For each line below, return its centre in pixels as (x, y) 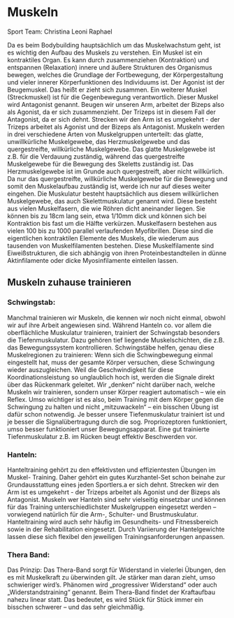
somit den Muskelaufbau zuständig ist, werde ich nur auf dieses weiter (109, 186)
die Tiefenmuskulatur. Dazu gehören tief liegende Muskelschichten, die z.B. (116, 340)
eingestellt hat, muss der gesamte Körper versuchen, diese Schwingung (111, 362)
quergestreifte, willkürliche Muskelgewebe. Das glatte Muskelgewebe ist (111, 149)
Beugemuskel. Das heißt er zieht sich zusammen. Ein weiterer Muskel (107, 89)
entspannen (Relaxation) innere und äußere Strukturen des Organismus (110, 67)
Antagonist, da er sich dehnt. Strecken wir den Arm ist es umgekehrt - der (114, 119)
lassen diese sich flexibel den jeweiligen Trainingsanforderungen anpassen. (116, 536)
